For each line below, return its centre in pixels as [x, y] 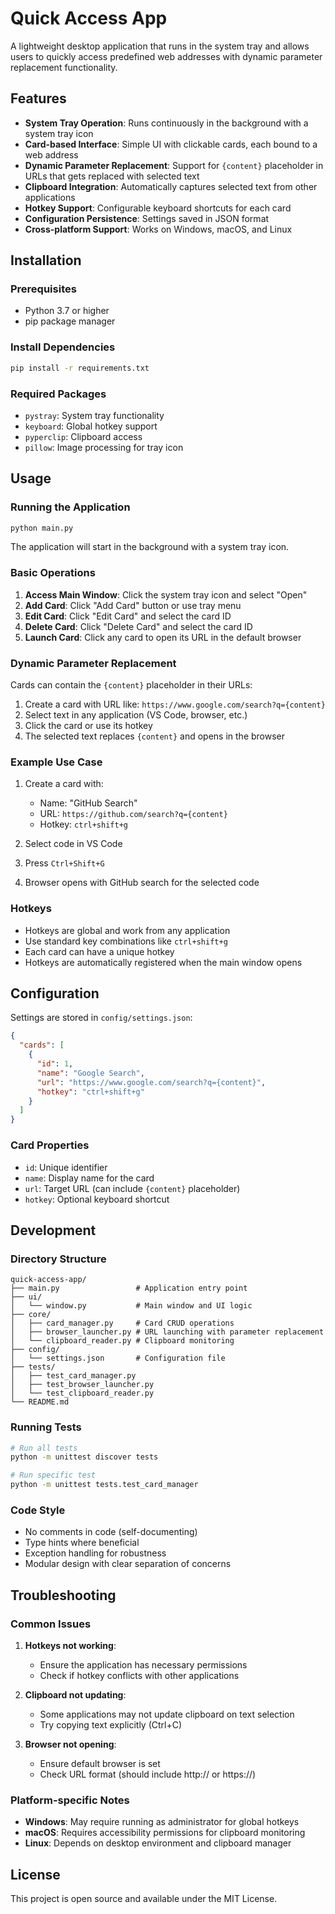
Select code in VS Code [73, 844]
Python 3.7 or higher [67, 311]
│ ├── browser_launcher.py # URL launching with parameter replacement [167, 1332]
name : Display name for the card [89, 1178]
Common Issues [51, 1624]
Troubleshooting [63, 1595]
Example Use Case [56, 762]
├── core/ [31, 1315]
